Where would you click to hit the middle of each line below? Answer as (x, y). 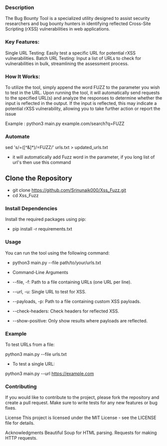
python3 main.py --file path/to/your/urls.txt (57, 262)
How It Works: (23, 76)
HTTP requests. (21, 438)
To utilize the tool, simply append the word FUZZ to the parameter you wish (83, 87)
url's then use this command (42, 162)
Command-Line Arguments (40, 272)
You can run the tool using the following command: (57, 253)
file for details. (20, 423)
